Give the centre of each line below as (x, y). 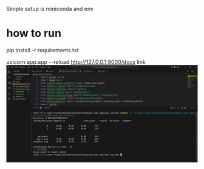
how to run (34, 33)
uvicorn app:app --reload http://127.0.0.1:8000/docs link (76, 62)
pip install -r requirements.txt (42, 50)
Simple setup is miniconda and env (50, 9)
